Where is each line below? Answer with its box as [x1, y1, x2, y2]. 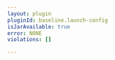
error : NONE [7, 29, 42, 37]
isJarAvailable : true [7, 23, 71, 30]
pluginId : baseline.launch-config [7, 17, 109, 24]
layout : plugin [7, 10, 52, 17]
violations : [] [7, 36, 52, 43]
